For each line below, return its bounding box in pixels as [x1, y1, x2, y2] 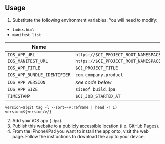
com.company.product [75, 72, 124, 78]
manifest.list [12, 32, 41, 37]
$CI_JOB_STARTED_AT [75, 93, 121, 99]
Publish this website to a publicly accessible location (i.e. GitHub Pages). [12, 123, 160, 129]
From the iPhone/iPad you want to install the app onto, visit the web [12, 128, 149, 134]
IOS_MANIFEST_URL [7, 58, 48, 64]
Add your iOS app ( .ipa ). [12, 117, 63, 123]
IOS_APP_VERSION [7, 79, 46, 85]
